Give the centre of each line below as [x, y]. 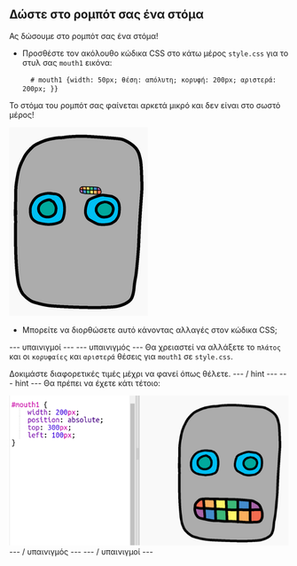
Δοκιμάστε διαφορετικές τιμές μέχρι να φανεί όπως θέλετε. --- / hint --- [143, 373]
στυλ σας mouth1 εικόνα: [67, 62]
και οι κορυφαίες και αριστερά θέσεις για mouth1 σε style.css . [121, 356]
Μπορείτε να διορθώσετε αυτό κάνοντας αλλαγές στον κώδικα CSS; [149, 330]
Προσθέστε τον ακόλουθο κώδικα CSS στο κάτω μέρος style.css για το [155, 53]
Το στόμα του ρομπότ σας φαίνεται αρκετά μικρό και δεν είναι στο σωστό [145, 105]
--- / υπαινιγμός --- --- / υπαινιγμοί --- [81, 552]
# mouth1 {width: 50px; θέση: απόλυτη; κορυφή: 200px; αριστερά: [153, 80]
